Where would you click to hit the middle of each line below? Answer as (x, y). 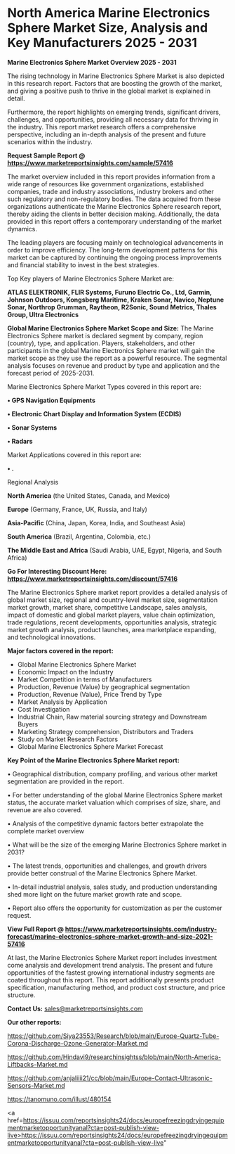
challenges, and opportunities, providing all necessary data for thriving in (113, 119)
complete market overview (46, 831)
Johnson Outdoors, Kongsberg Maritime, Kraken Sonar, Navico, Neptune (116, 300)
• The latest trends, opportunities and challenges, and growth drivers (107, 866)
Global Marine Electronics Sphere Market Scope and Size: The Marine (110, 328)
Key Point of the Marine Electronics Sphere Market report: (94, 760)
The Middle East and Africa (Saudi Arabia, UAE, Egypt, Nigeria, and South (115, 550)
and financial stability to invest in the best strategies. (83, 264)
